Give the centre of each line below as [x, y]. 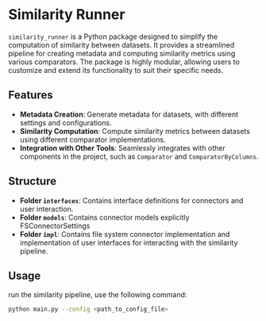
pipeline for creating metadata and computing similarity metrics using [122, 53]
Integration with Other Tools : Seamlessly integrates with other [122, 147]
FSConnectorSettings [55, 225]
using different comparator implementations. [93, 139]
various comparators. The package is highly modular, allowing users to [124, 62]
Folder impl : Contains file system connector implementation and [125, 234]
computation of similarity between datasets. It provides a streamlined [121, 44]
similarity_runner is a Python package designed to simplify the [113, 36]
